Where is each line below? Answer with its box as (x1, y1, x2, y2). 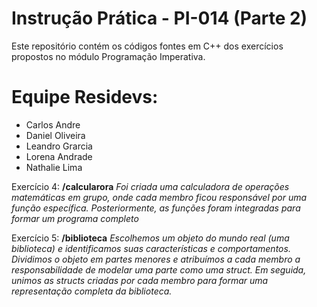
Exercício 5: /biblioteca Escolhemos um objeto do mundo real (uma (11, 232, 290, 244)
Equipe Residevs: (11, 86, 159, 109)
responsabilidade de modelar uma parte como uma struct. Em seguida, (11, 263, 307, 276)
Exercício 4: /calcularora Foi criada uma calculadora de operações (11, 180, 290, 192)
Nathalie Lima (25, 161, 83, 173)
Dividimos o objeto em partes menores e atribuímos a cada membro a (11, 253, 301, 265)
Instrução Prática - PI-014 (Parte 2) (11, 7, 308, 30)
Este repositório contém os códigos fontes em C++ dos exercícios (11, 40, 284, 52)
